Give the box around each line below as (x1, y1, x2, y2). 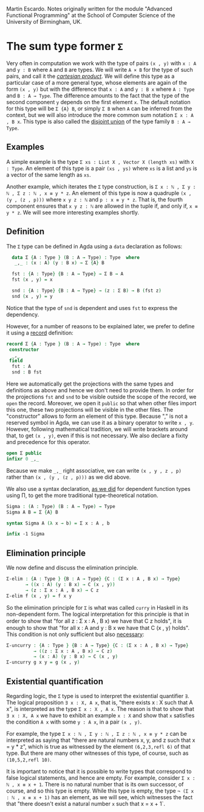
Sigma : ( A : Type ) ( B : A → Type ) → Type (6, 503, 115, 509)
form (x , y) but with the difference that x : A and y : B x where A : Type (6, 85, 195, 93)
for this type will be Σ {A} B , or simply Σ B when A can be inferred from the (6, 105, 192, 112)
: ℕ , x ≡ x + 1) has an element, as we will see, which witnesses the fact (6, 793, 193, 800)
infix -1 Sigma (6, 531, 45, 537)
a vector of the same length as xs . (6, 171, 91, 178)
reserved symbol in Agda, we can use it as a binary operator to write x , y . (6, 419, 194, 426)
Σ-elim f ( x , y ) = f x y (6, 593, 72, 599)
